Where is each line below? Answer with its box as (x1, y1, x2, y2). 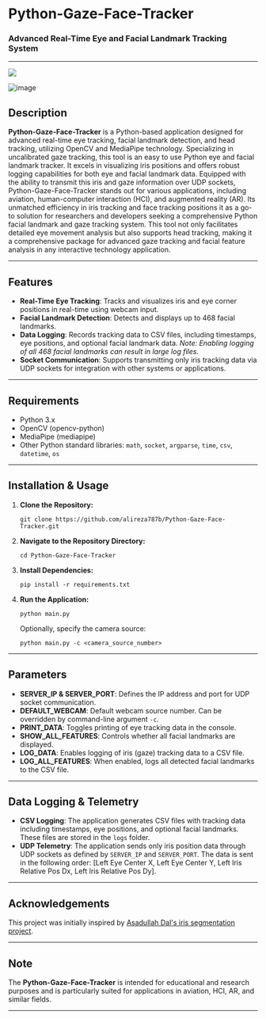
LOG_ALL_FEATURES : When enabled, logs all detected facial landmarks (19, 756, 255, 766)
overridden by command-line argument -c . (19, 714, 160, 724)
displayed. (19, 740, 54, 749)
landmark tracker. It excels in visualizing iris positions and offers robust (8, 161, 240, 170)
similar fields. (8, 994, 52, 1004)
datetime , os (19, 448, 60, 458)
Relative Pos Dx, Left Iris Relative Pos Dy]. (19, 866, 157, 876)
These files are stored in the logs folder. (19, 833, 150, 842)
